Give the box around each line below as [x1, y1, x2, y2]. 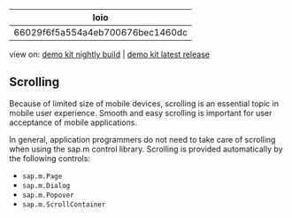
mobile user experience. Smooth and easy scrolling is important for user [9, 107, 273, 118]
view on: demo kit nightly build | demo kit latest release [9, 49, 211, 59]
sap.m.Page [21, 172, 63, 181]
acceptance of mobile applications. [9, 117, 137, 128]
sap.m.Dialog [21, 181, 71, 190]
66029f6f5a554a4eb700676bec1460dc [13, 27, 188, 38]
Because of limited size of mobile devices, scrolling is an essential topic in [9, 97, 279, 109]
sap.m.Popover [21, 191, 74, 199]
